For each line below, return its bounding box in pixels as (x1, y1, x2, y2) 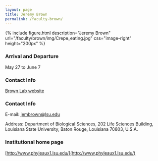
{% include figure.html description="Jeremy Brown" (5, 30, 111, 36)
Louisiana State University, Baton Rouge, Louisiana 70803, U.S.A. (5, 126, 138, 132)
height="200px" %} (5, 41, 46, 47)
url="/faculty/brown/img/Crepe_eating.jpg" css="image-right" (5, 35, 132, 41)
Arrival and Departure (5, 53, 59, 60)
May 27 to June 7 (5, 64, 41, 70)
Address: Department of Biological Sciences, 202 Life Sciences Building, (5, 121, 154, 127)
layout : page (5, 7, 32, 12)
